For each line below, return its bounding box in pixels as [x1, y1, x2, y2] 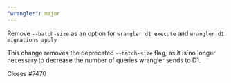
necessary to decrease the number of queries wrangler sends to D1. [7, 56, 201, 64]
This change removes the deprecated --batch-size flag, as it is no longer [7, 48, 216, 57]
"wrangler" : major [7, 10, 60, 17]
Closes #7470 [7, 69, 47, 77]
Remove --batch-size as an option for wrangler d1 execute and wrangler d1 [7, 29, 225, 37]
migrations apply [7, 36, 57, 44]
